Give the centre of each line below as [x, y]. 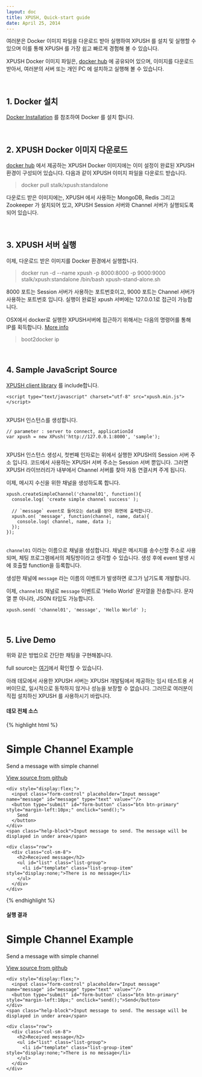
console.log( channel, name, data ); [65, 522]
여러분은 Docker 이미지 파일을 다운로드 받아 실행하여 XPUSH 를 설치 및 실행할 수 [101, 41]
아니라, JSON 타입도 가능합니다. [57, 598]
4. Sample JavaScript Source [62, 370]
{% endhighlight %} [31, 900]
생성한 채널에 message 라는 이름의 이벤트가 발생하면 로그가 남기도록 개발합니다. [99, 578]
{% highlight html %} [32, 724]
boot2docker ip [40, 339]
